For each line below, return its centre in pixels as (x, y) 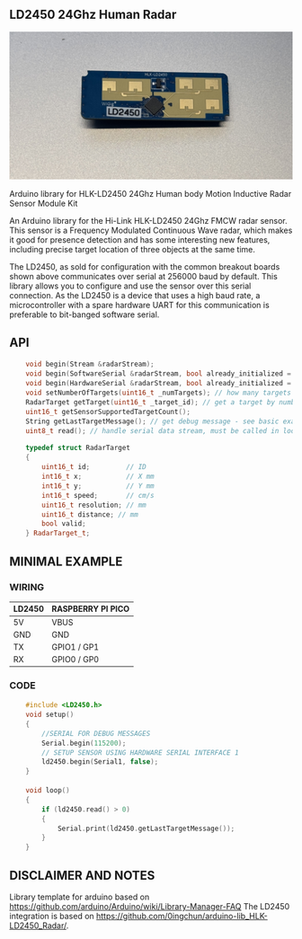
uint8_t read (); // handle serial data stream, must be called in (152, 430)
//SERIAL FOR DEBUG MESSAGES (96, 733)
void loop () (48, 791)
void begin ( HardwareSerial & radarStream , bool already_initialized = (159, 384)
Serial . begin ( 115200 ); (84, 743)
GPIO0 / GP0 (75, 660)
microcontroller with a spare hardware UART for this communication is (139, 305)
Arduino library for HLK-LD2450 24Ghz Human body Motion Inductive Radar (151, 193)
